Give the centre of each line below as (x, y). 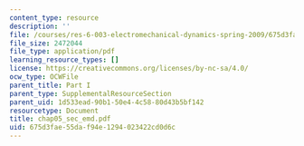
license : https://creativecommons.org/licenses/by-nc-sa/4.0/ (129, 69)
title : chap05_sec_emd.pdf (60, 119)
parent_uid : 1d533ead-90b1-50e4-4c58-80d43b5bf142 (107, 102)
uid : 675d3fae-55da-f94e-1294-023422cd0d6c (93, 128)
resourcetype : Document (54, 111)
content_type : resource (54, 18)
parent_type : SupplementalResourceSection (90, 93)
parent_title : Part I (50, 85)
